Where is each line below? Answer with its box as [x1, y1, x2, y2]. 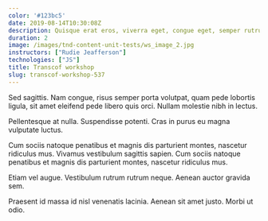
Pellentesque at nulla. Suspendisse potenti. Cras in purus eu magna [8, 116, 231, 126]
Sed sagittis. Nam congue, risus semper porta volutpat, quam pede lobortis [8, 92, 255, 102]
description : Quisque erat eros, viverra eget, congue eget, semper [8, 26, 241, 34]
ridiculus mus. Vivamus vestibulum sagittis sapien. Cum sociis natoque [8, 149, 241, 158]
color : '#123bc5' [8, 11, 66, 20]
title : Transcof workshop [8, 64, 94, 72]
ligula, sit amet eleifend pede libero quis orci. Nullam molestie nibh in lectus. [8, 101, 258, 111]
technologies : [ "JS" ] [8, 56, 81, 64]
